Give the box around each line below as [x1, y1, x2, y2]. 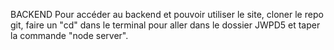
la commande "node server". [10, 30, 129, 41]
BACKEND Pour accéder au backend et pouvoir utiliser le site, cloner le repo [10, 9, 324, 20]
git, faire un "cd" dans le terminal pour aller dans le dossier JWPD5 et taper [10, 19, 321, 31]
